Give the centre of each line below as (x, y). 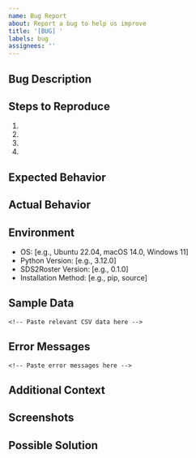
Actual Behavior (50, 205)
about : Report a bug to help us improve (78, 24)
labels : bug (28, 39)
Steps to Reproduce (60, 106)
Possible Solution (53, 445)
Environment (42, 232)
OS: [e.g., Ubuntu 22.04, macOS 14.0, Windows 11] (104, 251)
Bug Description (50, 79)
